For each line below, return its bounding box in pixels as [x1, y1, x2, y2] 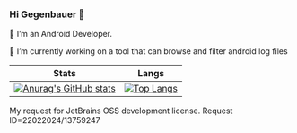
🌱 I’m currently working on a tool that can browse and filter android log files [9, 46, 289, 57]
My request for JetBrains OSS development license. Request [9, 105, 233, 116]
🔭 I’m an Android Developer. [9, 29, 113, 40]
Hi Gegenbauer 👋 [9, 8, 85, 21]
